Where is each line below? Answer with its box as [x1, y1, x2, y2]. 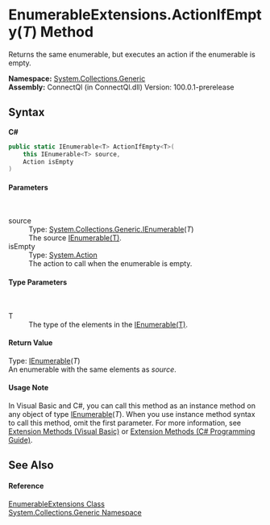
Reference [8, 481, 44, 491]
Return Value [8, 338, 53, 348]
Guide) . [8, 435, 33, 445]
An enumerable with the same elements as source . [8, 365, 177, 374]
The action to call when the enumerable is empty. [28, 259, 193, 269]
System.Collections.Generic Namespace [8, 507, 143, 517]
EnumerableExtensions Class [8, 498, 105, 509]
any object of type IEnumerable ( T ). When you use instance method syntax [8, 410, 255, 419]
